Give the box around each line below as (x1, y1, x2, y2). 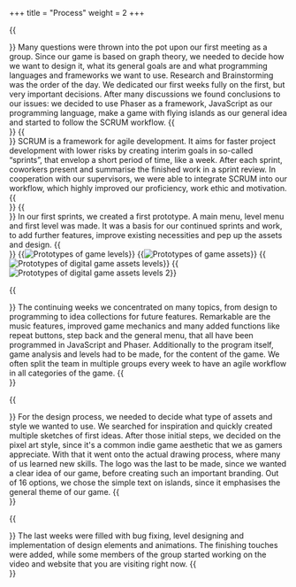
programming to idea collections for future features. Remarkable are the (9, 312, 271, 321)
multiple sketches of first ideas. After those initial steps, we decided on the (9, 430, 281, 441)
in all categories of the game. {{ (9, 367, 125, 378)
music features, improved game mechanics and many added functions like (9, 321, 280, 331)
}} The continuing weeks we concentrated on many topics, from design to (9, 302, 278, 313)
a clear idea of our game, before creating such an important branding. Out (9, 468, 279, 478)
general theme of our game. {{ (9, 487, 120, 497)
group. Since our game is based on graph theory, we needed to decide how (9, 51, 285, 61)
